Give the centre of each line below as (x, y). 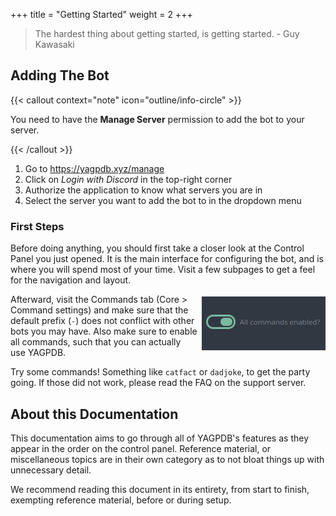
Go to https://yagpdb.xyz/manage (94, 168)
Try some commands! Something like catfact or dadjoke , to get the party (160, 372)
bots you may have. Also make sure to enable (104, 331)
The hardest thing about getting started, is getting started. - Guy (167, 33)
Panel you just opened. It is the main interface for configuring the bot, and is (167, 259)
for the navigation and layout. (71, 280)
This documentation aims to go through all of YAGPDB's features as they (160, 438)
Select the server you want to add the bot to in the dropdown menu (163, 200)
